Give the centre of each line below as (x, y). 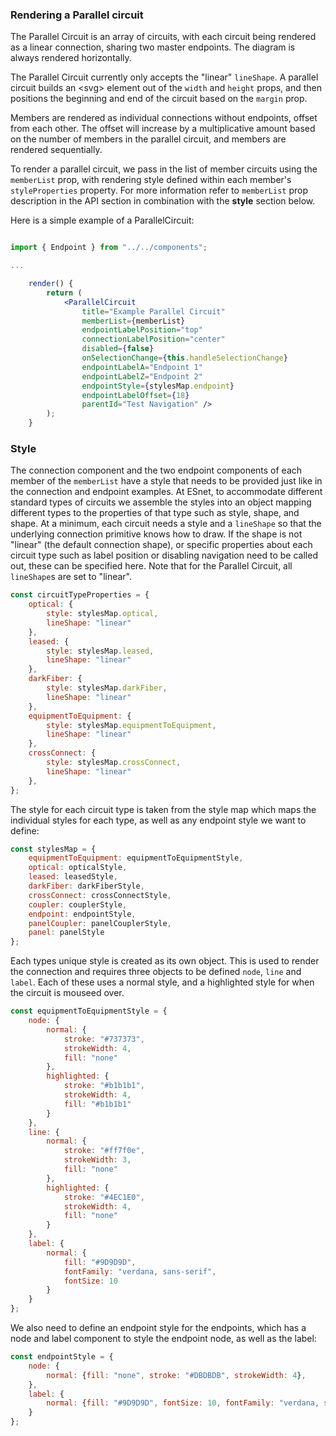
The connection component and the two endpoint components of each (156, 470)
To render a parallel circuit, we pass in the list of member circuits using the (164, 169)
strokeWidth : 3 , (97, 1160)
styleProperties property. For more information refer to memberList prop (159, 190)
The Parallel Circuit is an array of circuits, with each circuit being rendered (163, 37)
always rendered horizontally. (71, 58)
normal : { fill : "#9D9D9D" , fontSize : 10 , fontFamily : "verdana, (183, 1403)
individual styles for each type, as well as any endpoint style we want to (158, 820)
